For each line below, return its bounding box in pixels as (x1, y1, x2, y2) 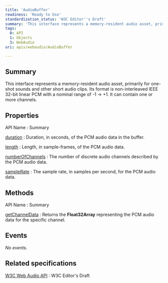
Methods (5, 188, 34, 197)
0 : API (9, 31, 23, 36)
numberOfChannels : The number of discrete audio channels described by (5, 154, 158, 160)
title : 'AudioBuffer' (5, 7, 50, 13)
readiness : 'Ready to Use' (5, 12, 61, 17)
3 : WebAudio (9, 40, 35, 45)
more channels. (5, 97, 37, 103)
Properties (5, 111, 39, 120)
